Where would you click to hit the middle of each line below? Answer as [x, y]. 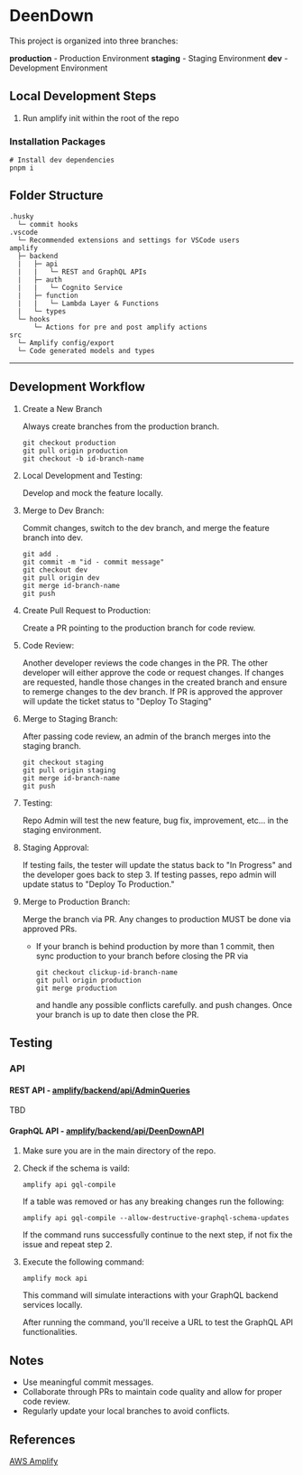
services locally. [52, 1305]
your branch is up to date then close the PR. [117, 1014]
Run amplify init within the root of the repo [101, 117]
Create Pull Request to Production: [87, 610]
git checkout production [69, 443]
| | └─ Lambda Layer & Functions [88, 303]
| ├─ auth [40, 280]
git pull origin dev [61, 578]
